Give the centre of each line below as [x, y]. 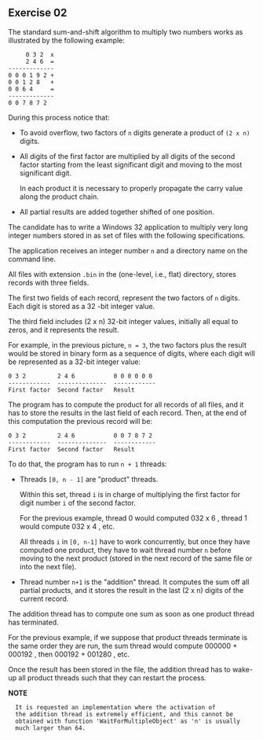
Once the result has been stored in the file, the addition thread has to [119, 669]
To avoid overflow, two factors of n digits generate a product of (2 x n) [135, 132]
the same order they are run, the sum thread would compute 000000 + [123, 646]
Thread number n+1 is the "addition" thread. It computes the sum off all [134, 582]
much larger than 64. [51, 728]
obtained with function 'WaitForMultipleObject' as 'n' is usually [128, 721]
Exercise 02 [38, 13]
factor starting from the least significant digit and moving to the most [131, 164]
